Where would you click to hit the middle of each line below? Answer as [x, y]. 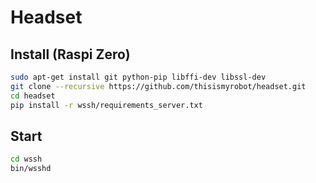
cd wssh [26, 159]
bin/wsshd [31, 169]
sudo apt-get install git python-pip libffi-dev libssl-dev [138, 77]
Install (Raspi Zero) [70, 54]
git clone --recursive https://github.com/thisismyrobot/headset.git [158, 86]
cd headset [33, 96]
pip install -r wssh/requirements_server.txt [106, 105]
